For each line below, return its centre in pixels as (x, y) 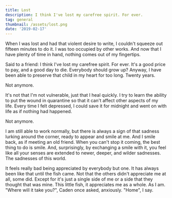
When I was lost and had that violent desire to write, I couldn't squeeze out (84, 43)
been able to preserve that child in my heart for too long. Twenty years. (80, 75)
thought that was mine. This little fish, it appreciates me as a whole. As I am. (85, 185)
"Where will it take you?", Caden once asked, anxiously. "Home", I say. (79, 190)
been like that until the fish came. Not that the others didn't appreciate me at (86, 174)
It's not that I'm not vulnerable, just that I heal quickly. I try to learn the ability (86, 95)
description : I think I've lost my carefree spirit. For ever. (74, 15)
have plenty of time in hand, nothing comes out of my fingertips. (73, 55)
